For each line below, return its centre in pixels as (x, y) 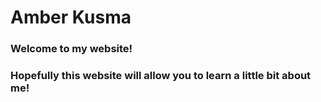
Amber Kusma (71, 17)
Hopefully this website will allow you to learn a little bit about (161, 76)
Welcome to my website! (71, 49)
